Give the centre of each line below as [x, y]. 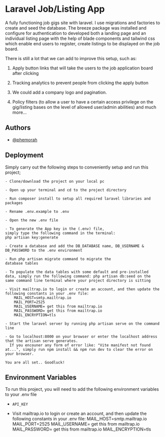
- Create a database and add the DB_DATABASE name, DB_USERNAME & [75, 246]
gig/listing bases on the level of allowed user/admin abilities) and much [84, 107]
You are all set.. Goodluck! [35, 362]
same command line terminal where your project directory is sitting [78, 280]
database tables [22, 263]
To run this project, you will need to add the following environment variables [82, 389]
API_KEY [20, 404]
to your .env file [21, 395]
